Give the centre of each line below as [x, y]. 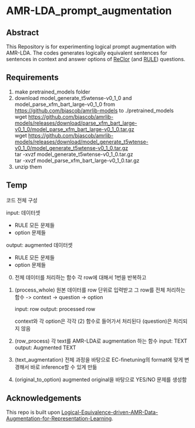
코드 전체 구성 [22, 200]
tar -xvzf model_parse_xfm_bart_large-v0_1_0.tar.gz [77, 160]
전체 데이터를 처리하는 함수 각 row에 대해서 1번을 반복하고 [80, 277]
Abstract [23, 33]
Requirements [32, 78]
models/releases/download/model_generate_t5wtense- [81, 142]
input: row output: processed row [55, 309]
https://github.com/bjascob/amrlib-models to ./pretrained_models [94, 111]
